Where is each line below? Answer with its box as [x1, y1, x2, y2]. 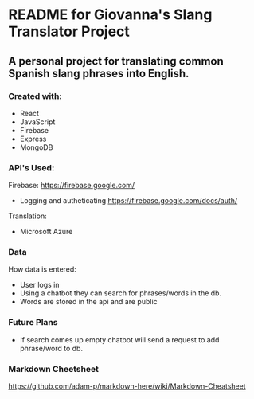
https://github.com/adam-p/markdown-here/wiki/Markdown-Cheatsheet [8, 381, 247, 391]
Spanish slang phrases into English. [8, 66, 190, 80]
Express [19, 134, 47, 143]
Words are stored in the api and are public [19, 297, 158, 307]
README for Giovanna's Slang [8, 6, 213, 24]
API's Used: [8, 162, 55, 173]
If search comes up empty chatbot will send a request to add [19, 334, 220, 344]
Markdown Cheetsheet [8, 363, 100, 374]
